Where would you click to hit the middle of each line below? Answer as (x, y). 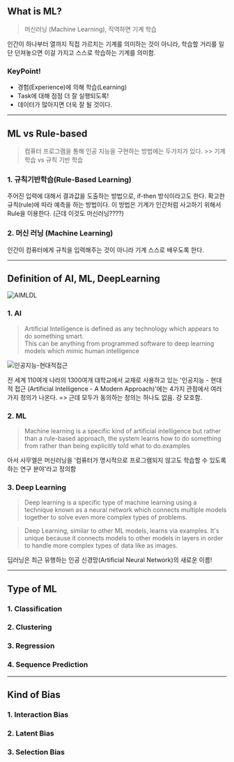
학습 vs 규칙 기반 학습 (54, 160)
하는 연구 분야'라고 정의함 (42, 469)
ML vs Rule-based (47, 133)
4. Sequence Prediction (48, 664)
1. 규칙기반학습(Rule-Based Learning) (70, 179)
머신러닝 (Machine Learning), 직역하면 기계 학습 (90, 29)
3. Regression (31, 646)
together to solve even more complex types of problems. (106, 518)
